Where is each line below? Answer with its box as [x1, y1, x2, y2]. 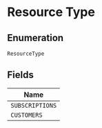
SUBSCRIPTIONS [10, 102, 57, 109]
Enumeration [7, 32, 64, 44]
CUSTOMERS [10, 111, 43, 119]
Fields [7, 69, 34, 81]
